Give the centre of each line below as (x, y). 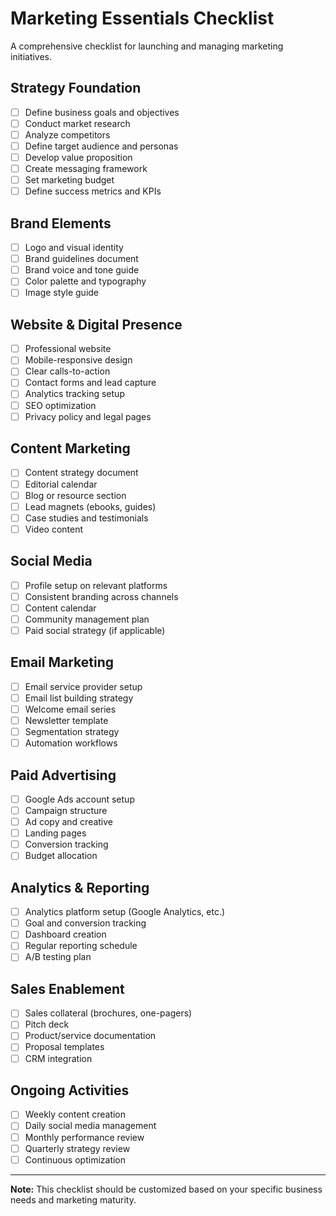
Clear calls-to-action (67, 371)
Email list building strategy (79, 698)
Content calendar (60, 608)
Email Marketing (62, 662)
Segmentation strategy (72, 731)
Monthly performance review (84, 1137)
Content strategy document (81, 473)
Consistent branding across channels (101, 596)
